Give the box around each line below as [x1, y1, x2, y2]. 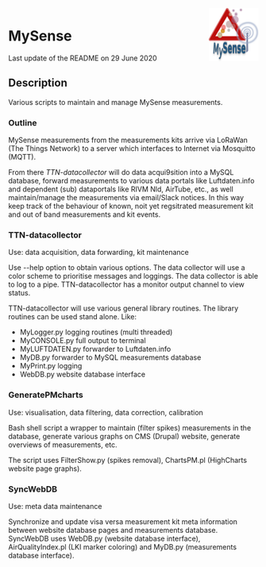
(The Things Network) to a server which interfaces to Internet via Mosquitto [8, 144, 256, 153]
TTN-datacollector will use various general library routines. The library [8, 303, 239, 313]
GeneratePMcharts [8, 389, 83, 400]
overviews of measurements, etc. [8, 440, 118, 449]
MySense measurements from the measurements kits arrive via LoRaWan [8, 135, 249, 145]
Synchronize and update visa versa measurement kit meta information [8, 516, 238, 526]
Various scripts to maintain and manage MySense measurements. [8, 97, 223, 106]
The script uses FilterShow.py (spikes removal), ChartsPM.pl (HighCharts [8, 455, 248, 465]
